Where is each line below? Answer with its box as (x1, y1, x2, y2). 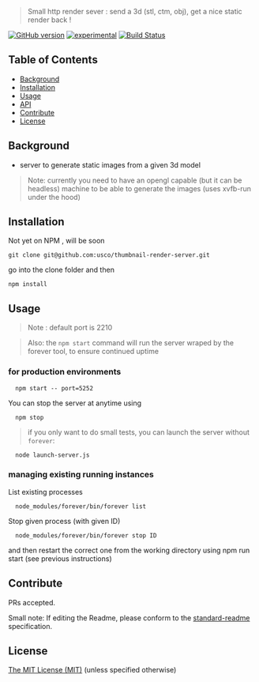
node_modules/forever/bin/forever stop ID (15, 531, 157, 540)
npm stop (15, 413, 44, 421)
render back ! (27, 15, 72, 24)
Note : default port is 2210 (27, 323, 113, 333)
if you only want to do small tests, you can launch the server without (27, 427, 250, 437)
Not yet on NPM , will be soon (8, 236, 105, 246)
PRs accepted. (8, 597, 56, 607)
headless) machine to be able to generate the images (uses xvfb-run (27, 183, 251, 193)
